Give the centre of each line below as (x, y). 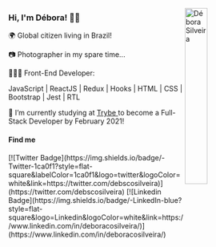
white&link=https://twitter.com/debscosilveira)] (86, 183)
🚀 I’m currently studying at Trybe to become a (84, 113)
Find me (22, 140)
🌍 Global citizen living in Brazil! (60, 35)
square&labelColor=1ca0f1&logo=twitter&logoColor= (94, 174)
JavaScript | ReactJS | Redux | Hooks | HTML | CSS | (95, 89)
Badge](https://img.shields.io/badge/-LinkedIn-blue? (95, 200)
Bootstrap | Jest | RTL (44, 97)
